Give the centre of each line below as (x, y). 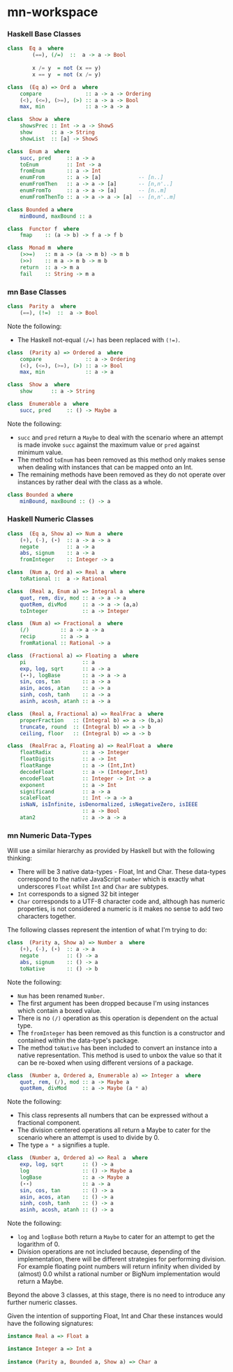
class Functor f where (43, 229)
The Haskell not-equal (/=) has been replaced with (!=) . (98, 339)
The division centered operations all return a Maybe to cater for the (114, 1130)
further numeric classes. (43, 1303)
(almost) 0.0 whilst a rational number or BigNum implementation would (119, 1274)
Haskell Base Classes (44, 34)
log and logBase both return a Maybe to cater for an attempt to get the (116, 1237)
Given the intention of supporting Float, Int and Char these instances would (115, 1316)
